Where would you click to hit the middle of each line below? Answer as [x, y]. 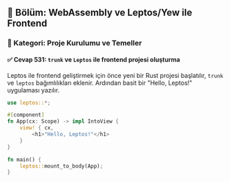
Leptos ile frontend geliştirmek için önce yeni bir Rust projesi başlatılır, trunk [115, 75]
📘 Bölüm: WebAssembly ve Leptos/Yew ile [100, 13]
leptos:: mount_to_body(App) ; [61, 166]
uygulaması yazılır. [33, 90]
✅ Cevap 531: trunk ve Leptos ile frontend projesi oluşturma [94, 59]
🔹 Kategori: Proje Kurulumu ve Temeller [75, 43]
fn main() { [24, 159]
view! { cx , [37, 128]
